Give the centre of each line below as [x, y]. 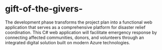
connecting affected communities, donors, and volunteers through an [75, 37]
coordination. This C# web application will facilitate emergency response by [81, 32]
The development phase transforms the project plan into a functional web [79, 22]
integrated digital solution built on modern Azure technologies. [68, 42]
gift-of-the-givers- [44, 9]
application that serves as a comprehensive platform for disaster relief [75, 27]
